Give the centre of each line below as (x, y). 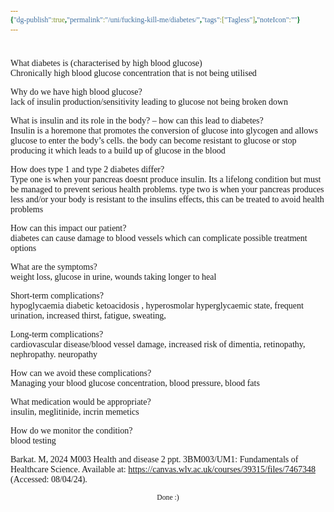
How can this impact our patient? (68, 227)
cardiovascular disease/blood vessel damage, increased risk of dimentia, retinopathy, (158, 344)
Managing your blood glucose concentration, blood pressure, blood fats (135, 382)
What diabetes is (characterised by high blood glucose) (106, 62)
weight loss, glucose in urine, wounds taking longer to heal (113, 276)
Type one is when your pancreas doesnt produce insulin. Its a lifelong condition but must (166, 179)
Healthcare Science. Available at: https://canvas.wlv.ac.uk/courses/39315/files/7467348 (163, 469)
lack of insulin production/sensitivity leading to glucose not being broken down (149, 101)
